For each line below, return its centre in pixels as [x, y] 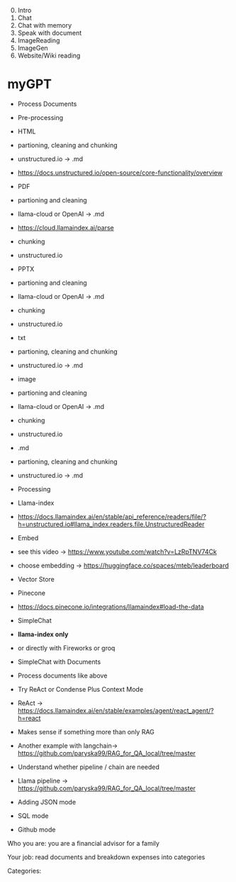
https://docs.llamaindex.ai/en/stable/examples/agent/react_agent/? [116, 710]
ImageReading [39, 40]
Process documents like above [62, 675]
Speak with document [50, 33]
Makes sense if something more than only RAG [86, 731]
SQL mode [33, 815]
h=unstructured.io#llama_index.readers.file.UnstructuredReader [111, 524]
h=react [29, 718]
